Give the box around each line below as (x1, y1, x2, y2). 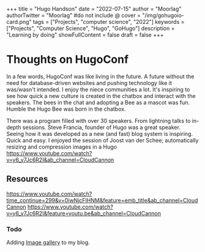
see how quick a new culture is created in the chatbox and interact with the (6, 92, 196, 100)
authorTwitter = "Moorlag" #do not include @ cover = (6, 12, 141, 19)
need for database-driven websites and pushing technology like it (6, 79, 173, 86)
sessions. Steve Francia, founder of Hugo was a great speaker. (22, 124, 181, 131)
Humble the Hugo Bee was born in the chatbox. (6, 105, 126, 113)
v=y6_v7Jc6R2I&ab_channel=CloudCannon (6, 156, 114, 163)
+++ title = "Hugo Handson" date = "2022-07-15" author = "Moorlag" (6, 6, 182, 12)
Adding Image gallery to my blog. (6, 239, 90, 246)
